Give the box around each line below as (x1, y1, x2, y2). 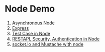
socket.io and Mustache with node (12, 41, 84, 47)
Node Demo (5, 3, 55, 15)
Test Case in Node (12, 30, 51, 36)
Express (12, 25, 29, 31)
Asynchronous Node (12, 20, 55, 26)
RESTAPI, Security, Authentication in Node (12, 36, 100, 42)
